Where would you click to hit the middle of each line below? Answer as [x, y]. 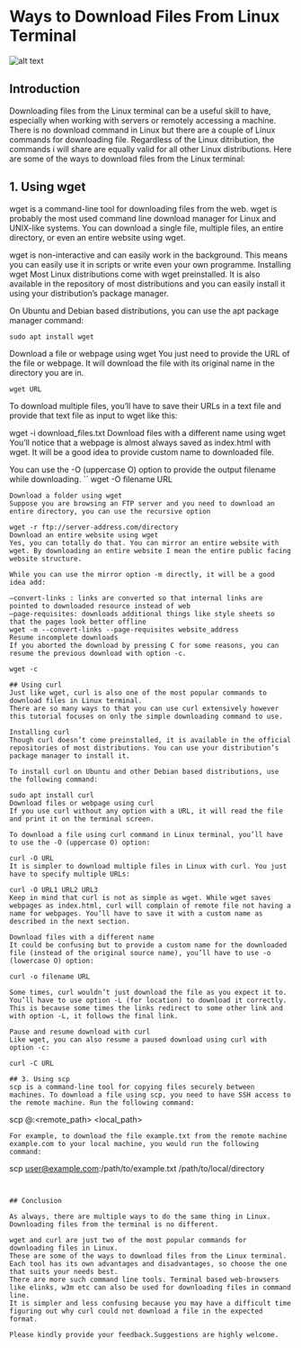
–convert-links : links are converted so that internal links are [136, 598]
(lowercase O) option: [52, 961]
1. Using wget [48, 187]
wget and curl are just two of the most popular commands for [128, 1240]
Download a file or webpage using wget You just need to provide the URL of [150, 353]
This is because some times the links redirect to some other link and [146, 1008]
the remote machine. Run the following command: [102, 1102]
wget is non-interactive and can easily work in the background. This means [149, 255]
